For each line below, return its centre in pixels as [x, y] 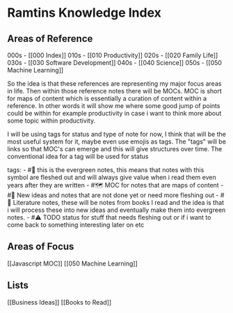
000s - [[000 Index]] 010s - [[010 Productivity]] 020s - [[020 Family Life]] [113, 55]
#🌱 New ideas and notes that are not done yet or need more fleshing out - [113, 195]
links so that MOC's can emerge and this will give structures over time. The [115, 149]
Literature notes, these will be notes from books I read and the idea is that [119, 203]
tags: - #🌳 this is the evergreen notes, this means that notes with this [106, 170]
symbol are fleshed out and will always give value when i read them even [112, 177]
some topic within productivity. [51, 121]
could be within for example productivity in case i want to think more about [114, 113]
